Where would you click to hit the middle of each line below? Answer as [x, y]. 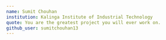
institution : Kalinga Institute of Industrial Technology [79, 17]
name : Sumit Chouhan [32, 11]
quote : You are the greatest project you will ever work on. [84, 22]
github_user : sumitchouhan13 [42, 28]
